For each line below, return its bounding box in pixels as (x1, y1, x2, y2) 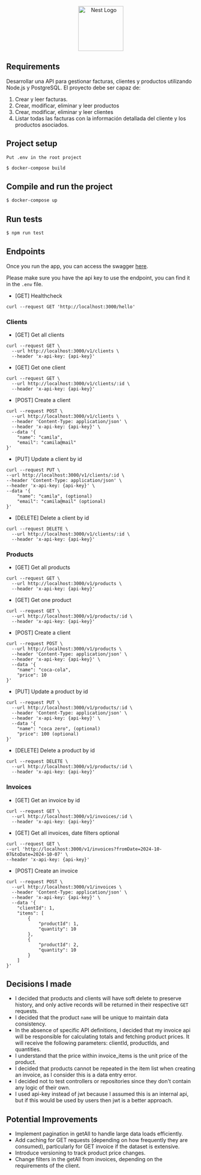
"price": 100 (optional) (17, 731, 79, 738)
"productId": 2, (38, 942, 79, 948)
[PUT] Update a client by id (14, 455, 82, 462)
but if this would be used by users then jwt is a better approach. (14, 1097, 173, 1104)
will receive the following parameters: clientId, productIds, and (14, 1039, 169, 1047)
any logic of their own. (14, 1084, 71, 1092)
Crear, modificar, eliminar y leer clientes (14, 108, 114, 115)
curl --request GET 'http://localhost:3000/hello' (6, 304, 136, 310)
